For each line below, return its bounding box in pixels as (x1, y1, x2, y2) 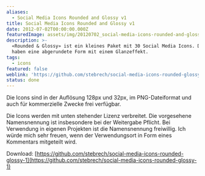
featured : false (6, 65, 48, 72)
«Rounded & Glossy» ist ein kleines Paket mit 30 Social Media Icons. (12, 43, 195, 50)
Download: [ (6, 150, 37, 158)
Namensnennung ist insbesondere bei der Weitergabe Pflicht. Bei (6, 119, 171, 126)
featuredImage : (6, 32, 45, 38)
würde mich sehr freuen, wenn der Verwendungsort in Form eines (6, 132, 172, 139)
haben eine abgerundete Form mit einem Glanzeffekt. (12, 49, 149, 55)
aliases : (6, 9, 29, 15)
